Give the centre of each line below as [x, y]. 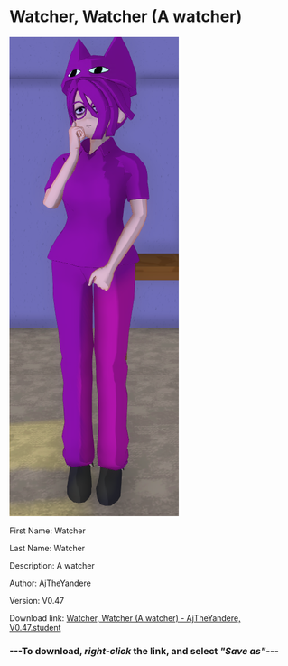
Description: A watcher [52, 565]
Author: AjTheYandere [51, 583]
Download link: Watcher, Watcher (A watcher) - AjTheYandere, [125, 618]
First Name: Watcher [47, 531]
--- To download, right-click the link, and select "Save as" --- [144, 651]
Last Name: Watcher [47, 548]
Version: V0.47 [37, 600]
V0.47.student [35, 627]
